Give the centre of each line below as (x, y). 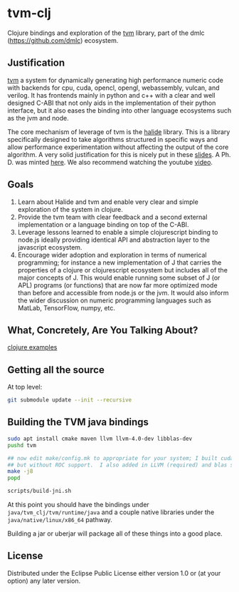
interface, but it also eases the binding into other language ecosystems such (119, 110)
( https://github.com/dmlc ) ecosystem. (63, 40)
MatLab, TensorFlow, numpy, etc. (67, 307)
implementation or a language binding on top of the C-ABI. (103, 224)
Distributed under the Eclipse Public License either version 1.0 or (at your (114, 573)
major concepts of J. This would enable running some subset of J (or (119, 277)
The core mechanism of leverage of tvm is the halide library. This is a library (119, 132)
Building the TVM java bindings (78, 422)
